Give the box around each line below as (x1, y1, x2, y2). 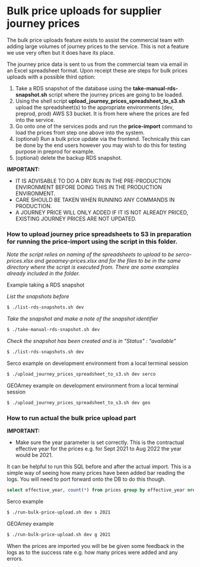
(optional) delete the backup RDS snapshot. (15, 154, 122, 161)
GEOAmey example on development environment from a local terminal (7, 382, 179, 389)
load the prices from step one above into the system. (15, 129, 145, 136)
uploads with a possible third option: (7, 73, 96, 80)
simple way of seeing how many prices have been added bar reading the (7, 469, 185, 476)
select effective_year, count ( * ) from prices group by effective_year (7, 487, 185, 493)
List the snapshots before (7, 293, 69, 300)
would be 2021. (15, 451, 53, 458)
